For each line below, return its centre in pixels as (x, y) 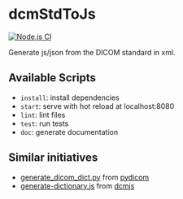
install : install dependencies (70, 97)
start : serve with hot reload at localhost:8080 (97, 106)
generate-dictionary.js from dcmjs (77, 186)
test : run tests (44, 123)
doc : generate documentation (69, 132)
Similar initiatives (53, 158)
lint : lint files (43, 115)
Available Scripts (52, 78)
